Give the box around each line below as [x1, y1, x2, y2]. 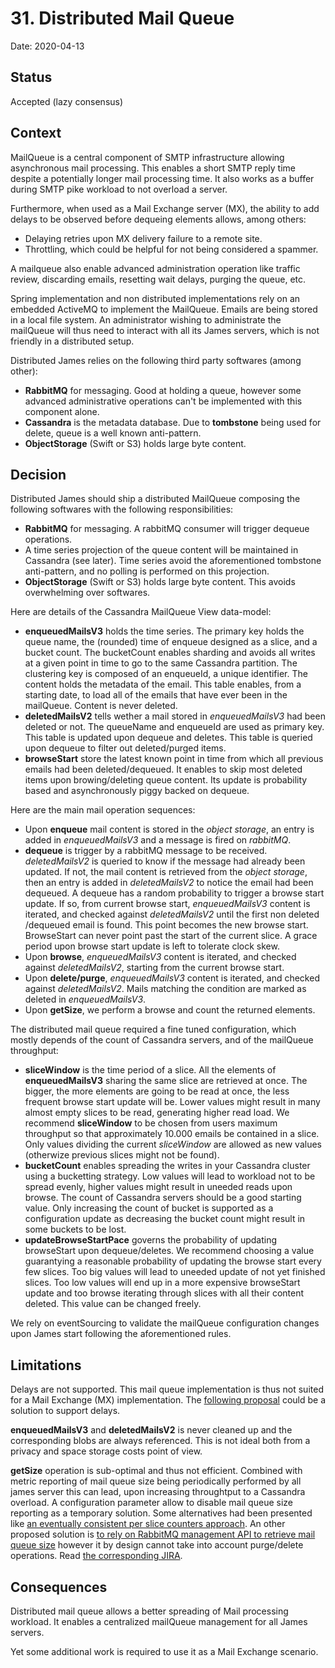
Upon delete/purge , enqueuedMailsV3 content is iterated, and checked [24, 972, 320, 984]
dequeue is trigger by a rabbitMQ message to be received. [24, 845, 268, 857]
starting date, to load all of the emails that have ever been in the [24, 689, 288, 701]
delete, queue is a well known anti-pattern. [24, 427, 202, 439]
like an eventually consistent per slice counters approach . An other [10, 1518, 286, 1530]
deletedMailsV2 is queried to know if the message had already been [24, 855, 306, 867]
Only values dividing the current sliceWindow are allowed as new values [24, 1138, 322, 1151]
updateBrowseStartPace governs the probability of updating [24, 1234, 278, 1246]
